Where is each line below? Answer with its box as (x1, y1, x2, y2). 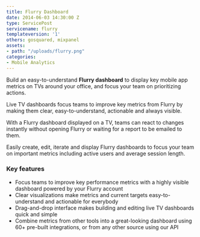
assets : (6, 43, 26, 49)
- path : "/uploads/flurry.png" (6, 48, 85, 54)
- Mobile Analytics (6, 59, 55, 65)
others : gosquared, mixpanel (6, 37, 80, 43)
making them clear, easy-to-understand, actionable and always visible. (6, 107, 182, 114)
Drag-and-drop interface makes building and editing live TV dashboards (14, 204, 195, 212)
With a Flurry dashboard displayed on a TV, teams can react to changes (6, 118, 184, 126)
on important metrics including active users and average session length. (6, 149, 186, 157)
